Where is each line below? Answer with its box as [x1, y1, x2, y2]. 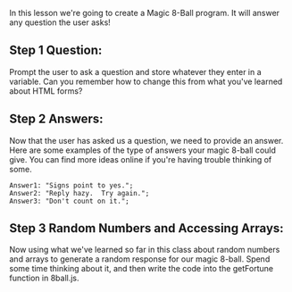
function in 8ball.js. [9, 272, 79, 284]
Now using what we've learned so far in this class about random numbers [9, 245, 280, 255]
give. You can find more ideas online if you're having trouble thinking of [9, 154, 272, 164]
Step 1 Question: [9, 43, 103, 58]
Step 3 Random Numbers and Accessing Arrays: [9, 221, 284, 236]
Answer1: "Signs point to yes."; [9, 180, 134, 190]
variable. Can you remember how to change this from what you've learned [9, 76, 283, 87]
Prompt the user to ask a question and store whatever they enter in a [9, 66, 262, 77]
